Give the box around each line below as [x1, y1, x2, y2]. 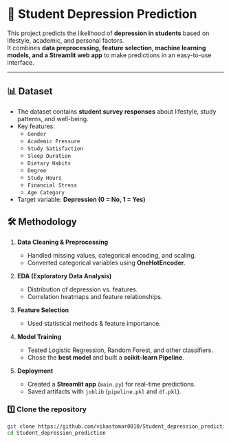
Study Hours [27, 174, 62, 181]
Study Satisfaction [27, 145, 84, 152]
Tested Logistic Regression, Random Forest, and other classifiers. [27, 346, 213, 354]
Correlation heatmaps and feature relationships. [27, 292, 163, 300]
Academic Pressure [27, 138, 80, 145]
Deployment [16, 367, 54, 375]
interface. [7, 58, 34, 66]
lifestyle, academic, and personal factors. [7, 36, 124, 44]
